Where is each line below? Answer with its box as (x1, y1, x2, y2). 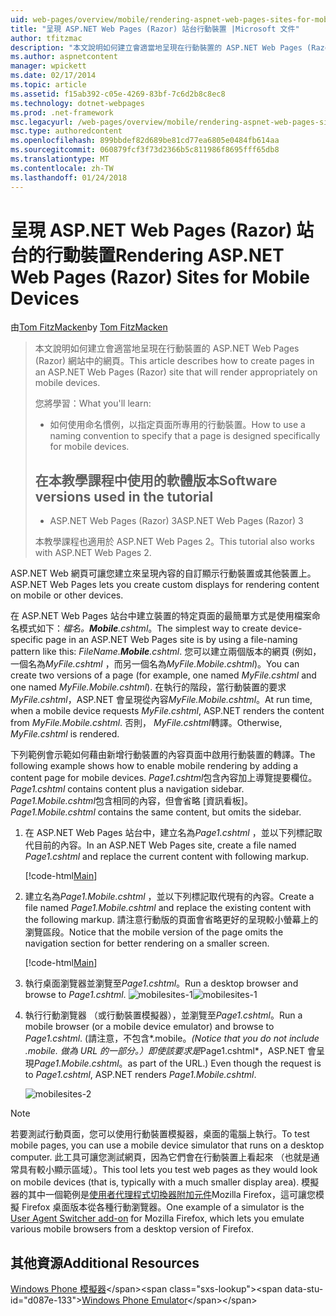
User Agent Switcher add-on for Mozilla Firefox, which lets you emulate (10, 1212, 305, 1225)
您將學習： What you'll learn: (34, 397, 152, 410)
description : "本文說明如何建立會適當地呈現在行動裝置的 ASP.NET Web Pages (10, 42, 303, 53)
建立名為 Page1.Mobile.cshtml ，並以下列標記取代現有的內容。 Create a (24, 891, 315, 903)
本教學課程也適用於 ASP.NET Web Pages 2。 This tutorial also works (34, 536, 315, 548)
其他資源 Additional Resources (10, 1254, 200, 1271)
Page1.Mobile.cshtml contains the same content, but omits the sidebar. (10, 806, 302, 818)
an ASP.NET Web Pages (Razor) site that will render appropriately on (34, 366, 318, 378)
